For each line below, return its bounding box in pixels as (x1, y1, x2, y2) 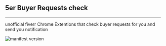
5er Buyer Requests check (5, 4, 88, 12)
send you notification (5, 26, 48, 32)
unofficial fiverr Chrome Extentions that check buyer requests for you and (5, 21, 155, 27)
